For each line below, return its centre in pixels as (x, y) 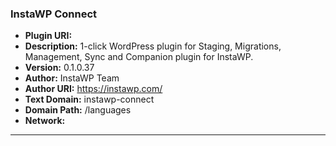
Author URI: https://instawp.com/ (93, 89)
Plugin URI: (48, 36)
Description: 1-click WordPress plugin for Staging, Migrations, (153, 46)
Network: (45, 121)
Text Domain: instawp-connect (89, 99)
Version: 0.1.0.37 (59, 68)
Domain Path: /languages (78, 110)
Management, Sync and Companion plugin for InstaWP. (139, 57)
